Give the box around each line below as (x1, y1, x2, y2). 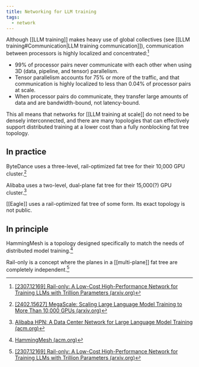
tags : (6, 14, 20, 20)
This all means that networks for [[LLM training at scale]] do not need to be (6, 111, 190, 118)
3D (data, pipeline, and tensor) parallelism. (14, 68, 118, 75)
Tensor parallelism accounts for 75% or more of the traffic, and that (14, 74, 179, 81)
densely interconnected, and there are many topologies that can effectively (6, 117, 190, 124)
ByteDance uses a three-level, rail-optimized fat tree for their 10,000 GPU (6, 162, 185, 170)
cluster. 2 (6, 169, 27, 177)
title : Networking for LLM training (6, 8, 97, 15)
